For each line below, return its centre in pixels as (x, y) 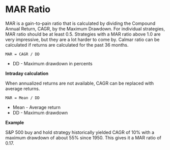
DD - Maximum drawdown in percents (52, 63)
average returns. (23, 88)
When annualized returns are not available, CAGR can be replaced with (80, 83)
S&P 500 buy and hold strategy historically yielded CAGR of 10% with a (80, 132)
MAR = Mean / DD (22, 98)
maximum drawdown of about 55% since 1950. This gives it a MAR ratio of (83, 137)
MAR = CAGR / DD (22, 54)
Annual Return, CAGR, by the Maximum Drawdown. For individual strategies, (85, 28)
